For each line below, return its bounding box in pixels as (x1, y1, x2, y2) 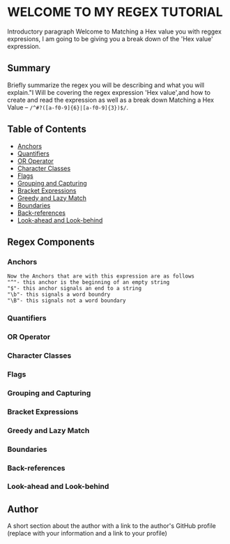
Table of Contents (7, 123, 87, 135)
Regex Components (7, 236, 95, 248)
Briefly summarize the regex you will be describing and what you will (7, 81, 204, 89)
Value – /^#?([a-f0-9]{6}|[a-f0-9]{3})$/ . (7, 103, 129, 112)
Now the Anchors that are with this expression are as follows (7, 273, 195, 280)
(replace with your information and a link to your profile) (7, 529, 167, 538)
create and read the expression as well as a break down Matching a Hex (7, 96, 215, 104)
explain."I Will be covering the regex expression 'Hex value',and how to (7, 88, 211, 96)
